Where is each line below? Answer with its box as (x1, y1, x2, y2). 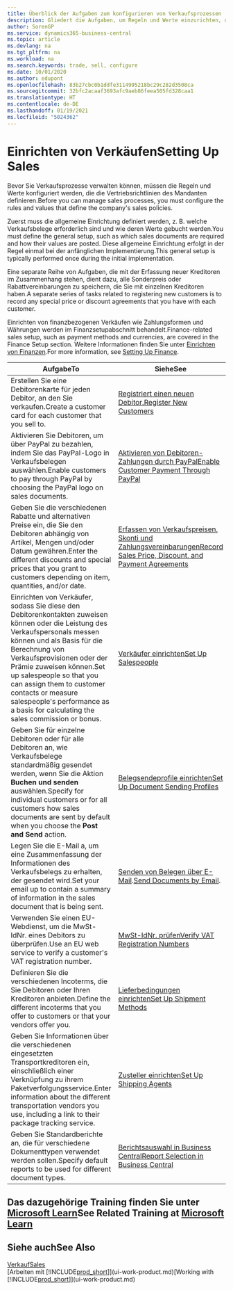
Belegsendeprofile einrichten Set (117, 773, 223, 782)
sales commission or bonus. (10, 713, 102, 723)
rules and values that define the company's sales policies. (7, 203, 173, 212)
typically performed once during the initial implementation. (7, 254, 175, 262)
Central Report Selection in (117, 1151, 204, 1161)
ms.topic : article (7, 36, 60, 43)
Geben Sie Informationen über (10, 1031, 109, 1040)
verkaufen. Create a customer (10, 401, 106, 411)
